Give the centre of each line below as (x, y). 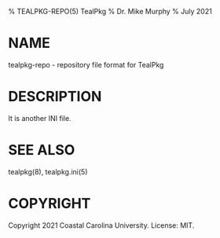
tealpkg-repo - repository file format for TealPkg (86, 64)
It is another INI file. (40, 118)
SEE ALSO (42, 150)
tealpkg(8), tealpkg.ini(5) (48, 171)
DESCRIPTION (55, 97)
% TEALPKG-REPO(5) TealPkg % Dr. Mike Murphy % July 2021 (110, 11)
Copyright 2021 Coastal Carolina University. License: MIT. (101, 225)
